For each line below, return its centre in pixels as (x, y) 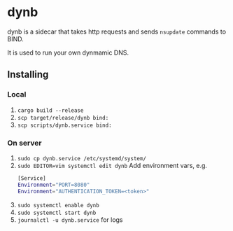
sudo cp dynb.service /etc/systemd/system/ (82, 158)
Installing (28, 75)
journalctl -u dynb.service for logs (70, 219)
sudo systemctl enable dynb (58, 205)
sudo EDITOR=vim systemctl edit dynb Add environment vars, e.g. (112, 165)
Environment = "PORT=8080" (54, 185)
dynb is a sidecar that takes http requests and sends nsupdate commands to (116, 31)
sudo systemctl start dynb (57, 213)
